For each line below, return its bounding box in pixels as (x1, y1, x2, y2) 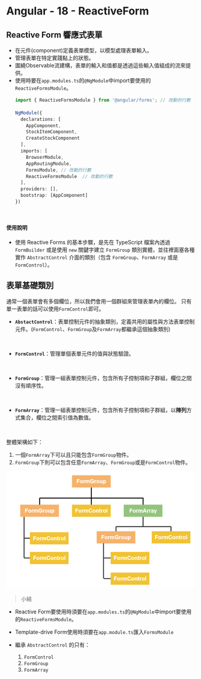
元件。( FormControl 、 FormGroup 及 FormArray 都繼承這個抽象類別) (14, 325, 171, 332)
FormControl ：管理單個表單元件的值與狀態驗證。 (14, 350, 134, 357)
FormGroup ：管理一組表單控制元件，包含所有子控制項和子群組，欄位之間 (14, 374, 192, 382)
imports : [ (20, 148, 48, 154)
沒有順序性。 (14, 382, 47, 389)
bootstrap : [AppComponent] (20, 193, 88, 199)
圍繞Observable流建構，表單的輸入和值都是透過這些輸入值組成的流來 (14, 62, 186, 69)
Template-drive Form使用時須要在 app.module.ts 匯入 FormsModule (14, 628, 174, 636)
